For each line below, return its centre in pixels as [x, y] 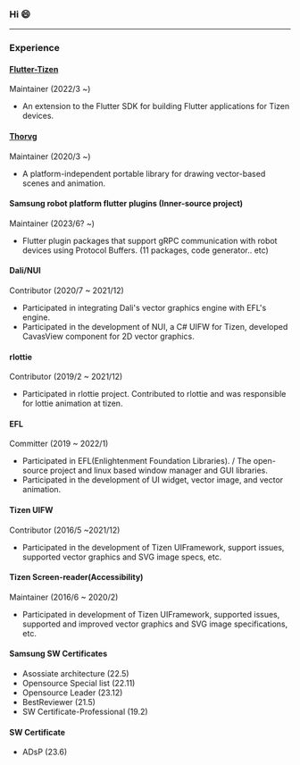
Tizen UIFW [31, 510]
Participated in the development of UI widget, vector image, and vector [153, 480]
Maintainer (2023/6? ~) [52, 223]
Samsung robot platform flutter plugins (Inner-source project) [126, 204]
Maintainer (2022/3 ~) [50, 89]
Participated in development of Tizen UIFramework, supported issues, [151, 614]
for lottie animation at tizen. [72, 404]
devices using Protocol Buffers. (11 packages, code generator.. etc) [146, 250]
